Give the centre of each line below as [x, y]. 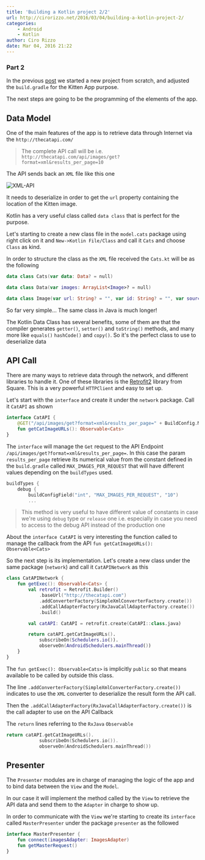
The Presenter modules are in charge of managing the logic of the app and [100, 780]
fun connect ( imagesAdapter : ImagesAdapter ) [74, 840]
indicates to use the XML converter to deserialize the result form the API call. [101, 693]
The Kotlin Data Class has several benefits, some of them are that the [93, 322]
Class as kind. [24, 247]
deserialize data [27, 341]
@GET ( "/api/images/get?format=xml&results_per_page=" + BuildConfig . [108, 424]
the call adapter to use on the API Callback [60, 712]
